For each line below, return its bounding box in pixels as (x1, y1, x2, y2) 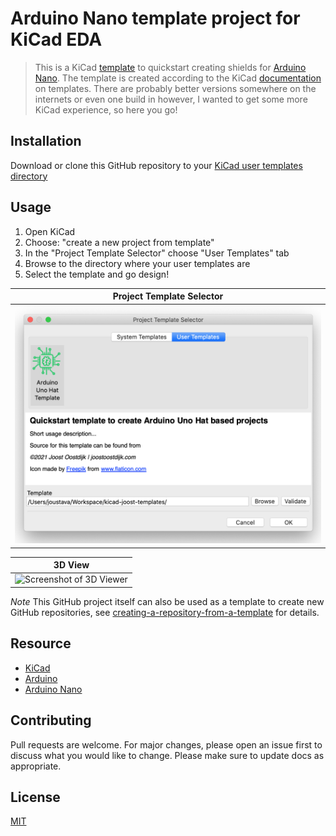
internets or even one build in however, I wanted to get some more (34, 93, 308, 105)
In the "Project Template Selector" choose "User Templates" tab (24, 247, 290, 259)
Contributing (10, 712, 92, 729)
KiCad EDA (10, 28, 103, 51)
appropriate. (10, 760, 62, 772)
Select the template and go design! (24, 268, 170, 280)
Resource (10, 635, 72, 652)
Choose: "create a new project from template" (24, 236, 215, 248)
